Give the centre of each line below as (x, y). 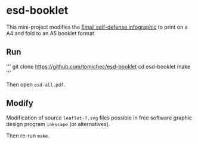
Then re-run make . (28, 136)
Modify (20, 103)
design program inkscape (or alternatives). (58, 124)
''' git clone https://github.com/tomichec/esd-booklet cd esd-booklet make (98, 66)
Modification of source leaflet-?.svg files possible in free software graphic (99, 118)
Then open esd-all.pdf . (36, 84)
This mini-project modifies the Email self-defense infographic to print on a (97, 27)
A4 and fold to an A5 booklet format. (51, 33)
